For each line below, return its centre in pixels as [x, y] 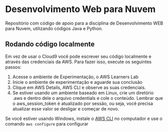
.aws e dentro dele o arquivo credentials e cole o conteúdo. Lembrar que [88, 98]
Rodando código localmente [50, 44]
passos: [13, 67]
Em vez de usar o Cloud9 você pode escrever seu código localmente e [78, 56]
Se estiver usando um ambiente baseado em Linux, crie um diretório [83, 93]
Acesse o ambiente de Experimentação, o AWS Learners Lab [75, 77]
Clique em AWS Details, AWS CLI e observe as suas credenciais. [79, 87]
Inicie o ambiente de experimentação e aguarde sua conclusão [77, 82]
